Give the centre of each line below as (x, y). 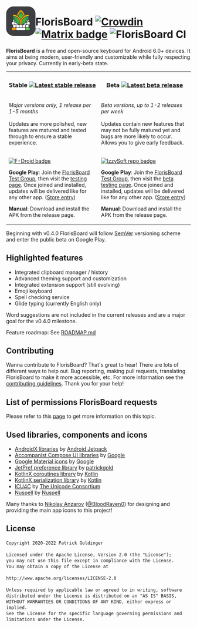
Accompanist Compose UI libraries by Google (69, 455)
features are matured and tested (47, 130)
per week (112, 111)
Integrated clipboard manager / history (61, 272)
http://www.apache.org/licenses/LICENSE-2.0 (61, 578)
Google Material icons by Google (54, 461)
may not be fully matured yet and (141, 130)
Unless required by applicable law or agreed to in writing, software (94, 590)
